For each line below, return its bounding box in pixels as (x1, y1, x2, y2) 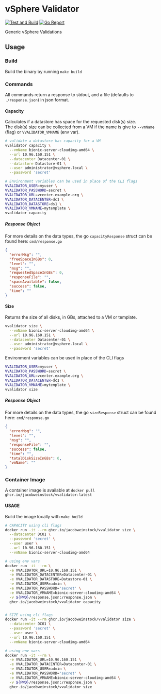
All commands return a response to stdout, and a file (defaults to (5, 91, 134, 98)
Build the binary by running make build (5, 68, 82, 74)
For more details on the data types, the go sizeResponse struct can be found (5, 409, 157, 416)
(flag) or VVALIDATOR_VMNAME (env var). (5, 129, 80, 135)
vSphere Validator (5, 3, 80, 15)
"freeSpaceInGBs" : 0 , (9, 256, 53, 262)
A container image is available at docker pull (5, 487, 95, 493)
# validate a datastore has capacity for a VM (5, 138, 101, 144)
